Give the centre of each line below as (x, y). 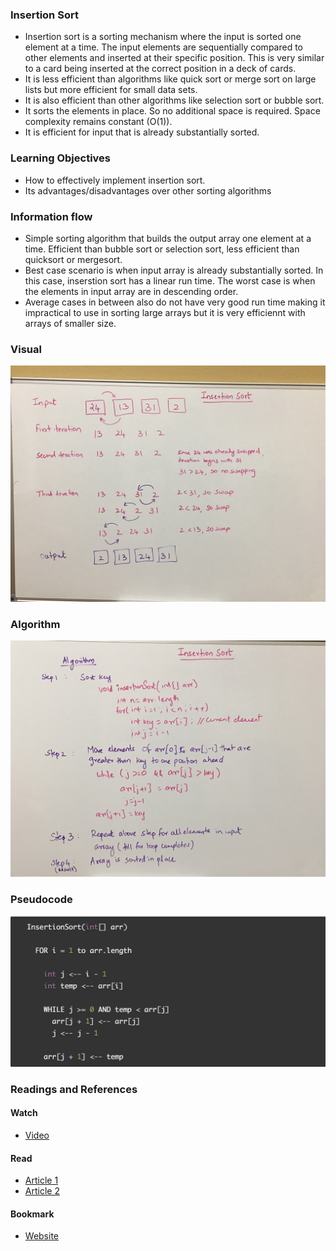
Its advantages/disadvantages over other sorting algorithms (148, 190)
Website (42, 1236)
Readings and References (74, 1089)
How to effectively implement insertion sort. (115, 180)
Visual (26, 349)
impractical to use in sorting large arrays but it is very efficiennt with (165, 312)
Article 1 (41, 1180)
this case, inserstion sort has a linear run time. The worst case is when (170, 280)
